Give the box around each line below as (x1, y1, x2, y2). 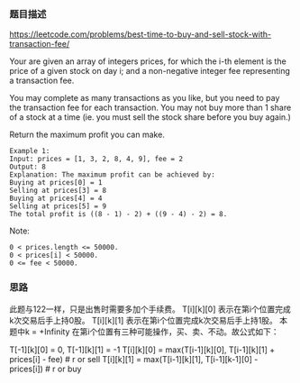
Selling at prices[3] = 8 (9, 187, 106, 196)
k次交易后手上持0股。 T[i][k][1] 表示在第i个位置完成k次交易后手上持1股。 (9, 315, 277, 325)
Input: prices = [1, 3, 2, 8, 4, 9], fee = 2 (9, 155, 183, 164)
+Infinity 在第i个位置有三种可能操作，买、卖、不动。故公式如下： (39, 326, 279, 337)
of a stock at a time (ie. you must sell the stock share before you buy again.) (9, 112, 291, 123)
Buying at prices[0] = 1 (9, 178, 103, 187)
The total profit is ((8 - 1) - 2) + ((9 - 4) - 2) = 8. (9, 210, 228, 219)
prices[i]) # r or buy (9, 363, 82, 374)
